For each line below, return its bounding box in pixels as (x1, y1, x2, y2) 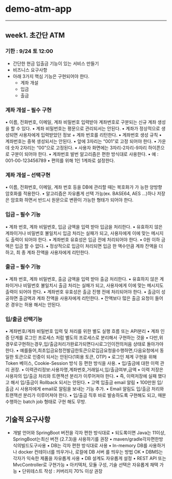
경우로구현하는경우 (5, 341, 42, 347)
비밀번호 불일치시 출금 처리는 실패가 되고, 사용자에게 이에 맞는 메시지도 (23, 282, 164, 288)
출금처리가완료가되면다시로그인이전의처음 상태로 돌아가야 (49, 341, 164, 347)
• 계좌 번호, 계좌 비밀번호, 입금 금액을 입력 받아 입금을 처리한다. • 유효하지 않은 (5, 223, 163, 230)
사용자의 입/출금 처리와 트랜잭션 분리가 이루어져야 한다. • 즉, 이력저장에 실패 (5, 373, 157, 379)
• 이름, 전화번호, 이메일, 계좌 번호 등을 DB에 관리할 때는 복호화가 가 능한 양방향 (5, 184, 162, 190)
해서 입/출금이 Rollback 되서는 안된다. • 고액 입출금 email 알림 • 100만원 (10, 380, 156, 386)
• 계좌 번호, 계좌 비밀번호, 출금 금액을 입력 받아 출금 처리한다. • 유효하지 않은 (5, 276, 159, 282)
